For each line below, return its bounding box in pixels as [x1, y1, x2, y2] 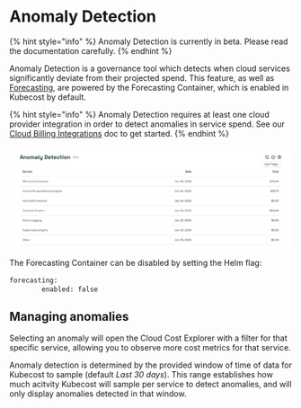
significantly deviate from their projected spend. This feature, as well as [9, 72, 275, 83]
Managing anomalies [9, 308, 129, 324]
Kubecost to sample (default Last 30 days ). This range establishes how [9, 369, 274, 380]
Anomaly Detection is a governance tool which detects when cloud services [9, 63, 290, 74]
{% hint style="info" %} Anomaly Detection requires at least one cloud [9, 109, 270, 120]
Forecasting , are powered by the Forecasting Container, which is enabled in [9, 82, 289, 93]
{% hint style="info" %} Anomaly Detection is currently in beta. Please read [9, 36, 288, 47]
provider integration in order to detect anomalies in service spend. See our [9, 119, 286, 129]
